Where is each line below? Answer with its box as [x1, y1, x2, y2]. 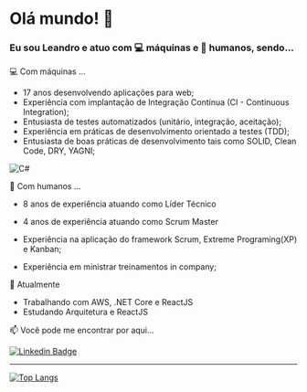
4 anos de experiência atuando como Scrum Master [22, 217, 219, 228]
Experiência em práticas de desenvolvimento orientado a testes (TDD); [22, 126, 291, 137]
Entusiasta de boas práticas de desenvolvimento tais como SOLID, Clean [22, 136, 297, 147]
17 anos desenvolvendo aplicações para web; [22, 87, 195, 99]
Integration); [22, 107, 70, 118]
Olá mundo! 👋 [9, 8, 114, 29]
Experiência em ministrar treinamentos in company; [22, 261, 217, 272]
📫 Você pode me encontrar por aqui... [9, 324, 154, 336]
